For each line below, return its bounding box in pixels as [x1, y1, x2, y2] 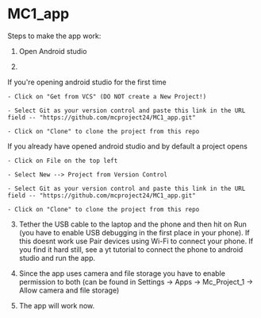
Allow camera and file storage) [18, 285, 120, 295]
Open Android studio [18, 46, 87, 56]
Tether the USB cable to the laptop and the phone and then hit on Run [18, 219, 247, 229]
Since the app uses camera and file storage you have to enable [18, 268, 225, 278]
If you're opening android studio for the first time [7, 77, 167, 87]
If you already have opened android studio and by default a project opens [7, 141, 248, 151]
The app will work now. [18, 301, 95, 310]
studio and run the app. [18, 253, 96, 262]
